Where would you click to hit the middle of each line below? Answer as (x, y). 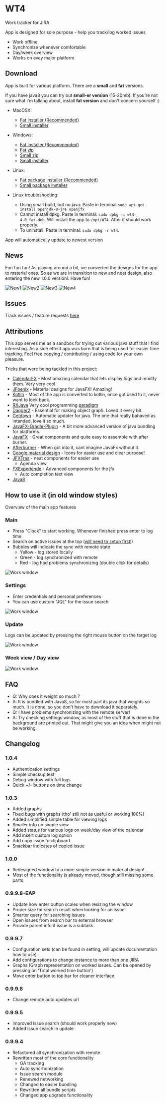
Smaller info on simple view (41, 824)
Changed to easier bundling (48, 1084)
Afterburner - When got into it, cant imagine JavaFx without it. (76, 448)
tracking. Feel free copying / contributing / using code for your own (74, 354)
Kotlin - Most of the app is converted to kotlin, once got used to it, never (86, 395)
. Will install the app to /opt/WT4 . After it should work (98, 219)
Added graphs (27, 809)
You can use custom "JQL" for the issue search (60, 601)
